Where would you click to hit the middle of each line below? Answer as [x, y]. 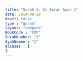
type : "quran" [21, 23]
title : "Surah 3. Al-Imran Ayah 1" [42, 10]
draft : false [19, 19]
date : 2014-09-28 [23, 14]
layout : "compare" [24, 28]
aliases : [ [17, 46]
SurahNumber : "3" [23, 37]
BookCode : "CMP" [23, 32]
